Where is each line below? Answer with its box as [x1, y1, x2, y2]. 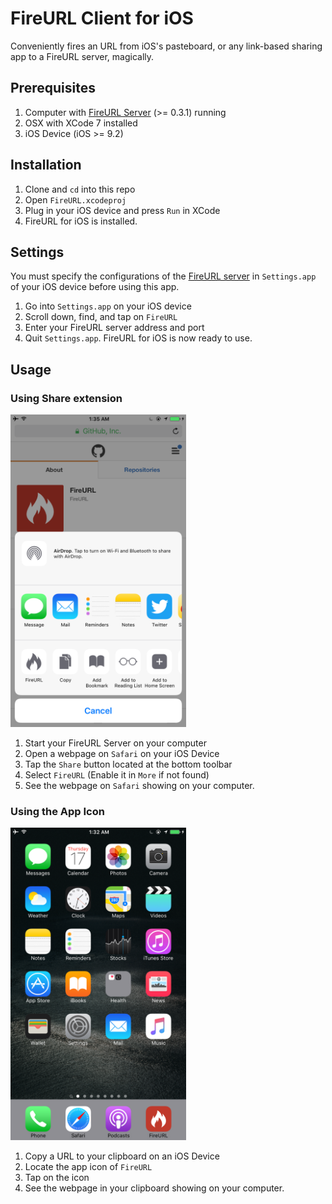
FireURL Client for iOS [10, 7, 194, 30]
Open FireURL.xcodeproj [24, 193, 127, 206]
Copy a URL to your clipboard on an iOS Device [24, 1150, 220, 1162]
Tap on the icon [24, 1172, 90, 1184]
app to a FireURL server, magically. [10, 50, 155, 62]
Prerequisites [10, 80, 96, 97]
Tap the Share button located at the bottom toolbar [24, 758, 233, 771]
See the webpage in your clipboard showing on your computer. [24, 1182, 285, 1194]
